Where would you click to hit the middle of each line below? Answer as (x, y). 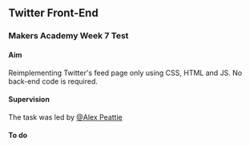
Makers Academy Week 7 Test (69, 36)
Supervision (29, 100)
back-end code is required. (53, 81)
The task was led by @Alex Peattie (65, 117)
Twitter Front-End (53, 13)
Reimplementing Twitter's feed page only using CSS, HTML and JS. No (125, 73)
